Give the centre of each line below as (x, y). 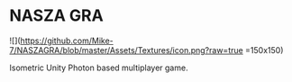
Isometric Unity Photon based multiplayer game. (99, 68)
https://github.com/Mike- (67, 41)
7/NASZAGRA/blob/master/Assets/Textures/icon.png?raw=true (126, 50)
